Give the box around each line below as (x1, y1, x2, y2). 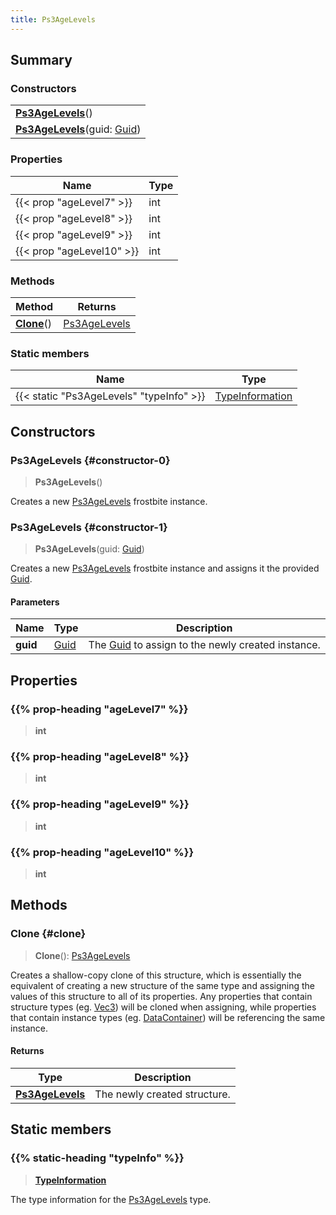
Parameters (10, 596, 60, 608)
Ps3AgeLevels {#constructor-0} (10, 453, 171, 467)
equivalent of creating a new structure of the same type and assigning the (10, 979, 315, 991)
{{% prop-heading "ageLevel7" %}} (10, 702, 189, 716)
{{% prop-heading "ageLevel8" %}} (10, 750, 190, 763)
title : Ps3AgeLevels (10, 14, 97, 25)
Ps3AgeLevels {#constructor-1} (10, 520, 168, 534)
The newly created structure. (94, 1087, 231, 1101)
